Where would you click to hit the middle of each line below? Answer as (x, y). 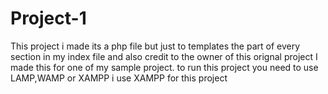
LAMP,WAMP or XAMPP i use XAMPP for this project (119, 78)
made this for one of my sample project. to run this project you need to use (164, 67)
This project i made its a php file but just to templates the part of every (155, 46)
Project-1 (48, 18)
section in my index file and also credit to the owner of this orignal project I (164, 56)
